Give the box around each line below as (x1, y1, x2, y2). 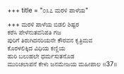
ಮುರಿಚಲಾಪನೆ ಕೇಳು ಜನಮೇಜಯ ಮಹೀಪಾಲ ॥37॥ (7, 60, 118, 68)
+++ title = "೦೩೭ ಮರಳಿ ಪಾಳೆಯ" (7, 6, 89, 14)
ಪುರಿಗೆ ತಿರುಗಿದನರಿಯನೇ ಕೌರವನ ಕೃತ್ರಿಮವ (7, 36, 94, 44)
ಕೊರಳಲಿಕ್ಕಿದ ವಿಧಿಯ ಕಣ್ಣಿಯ (7, 44, 66, 52)
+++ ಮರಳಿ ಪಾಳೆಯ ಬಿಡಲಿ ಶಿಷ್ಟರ (7, 20, 79, 28)
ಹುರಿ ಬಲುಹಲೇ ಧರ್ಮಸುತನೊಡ (7, 52, 74, 60)
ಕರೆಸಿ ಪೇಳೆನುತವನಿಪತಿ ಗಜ (7, 28, 62, 36)
